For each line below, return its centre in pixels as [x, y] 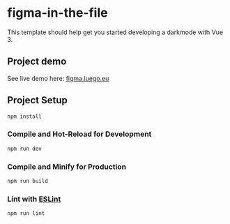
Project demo [37, 62]
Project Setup [38, 100]
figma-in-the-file [58, 13]
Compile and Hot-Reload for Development [79, 134]
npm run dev [24, 149]
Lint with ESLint [34, 199]
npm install [24, 117]
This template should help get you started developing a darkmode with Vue [115, 32]
